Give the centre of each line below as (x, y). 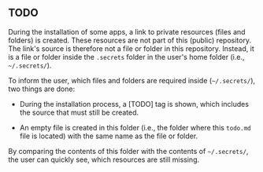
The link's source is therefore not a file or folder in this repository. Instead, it (131, 48)
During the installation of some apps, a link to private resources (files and (127, 31)
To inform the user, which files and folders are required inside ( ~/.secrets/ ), (132, 80)
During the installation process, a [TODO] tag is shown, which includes (134, 104)
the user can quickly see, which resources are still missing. (104, 159)
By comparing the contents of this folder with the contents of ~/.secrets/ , (128, 151)
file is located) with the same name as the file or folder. (109, 136)
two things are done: (42, 89)
